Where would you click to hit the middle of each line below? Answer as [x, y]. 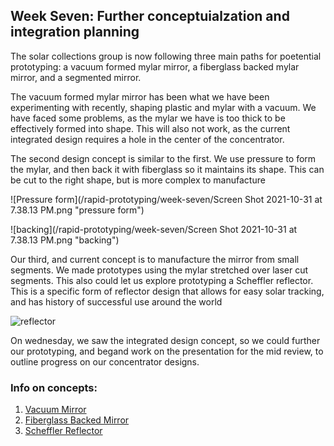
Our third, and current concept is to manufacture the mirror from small [155, 259]
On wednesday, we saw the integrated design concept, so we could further [165, 340]
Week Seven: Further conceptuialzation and [150, 16]
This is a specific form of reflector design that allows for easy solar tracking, [167, 291]
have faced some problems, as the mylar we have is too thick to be [148, 118]
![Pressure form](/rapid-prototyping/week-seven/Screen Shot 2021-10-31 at [166, 199]
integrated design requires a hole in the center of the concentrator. [147, 139]
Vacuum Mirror [55, 410]
